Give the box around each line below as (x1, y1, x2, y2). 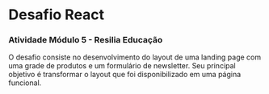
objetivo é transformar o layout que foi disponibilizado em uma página (8, 70, 242, 80)
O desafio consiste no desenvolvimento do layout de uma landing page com (8, 52, 261, 62)
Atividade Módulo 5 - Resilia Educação (8, 35, 163, 46)
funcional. (8, 78, 42, 88)
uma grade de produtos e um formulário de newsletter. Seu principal (8, 61, 236, 71)
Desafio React (8, 6, 105, 24)
